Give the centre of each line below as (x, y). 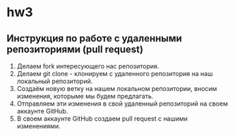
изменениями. (38, 126)
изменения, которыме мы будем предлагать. (85, 96)
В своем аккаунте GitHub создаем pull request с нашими (102, 118)
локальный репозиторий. (55, 81)
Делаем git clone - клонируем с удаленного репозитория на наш (115, 74)
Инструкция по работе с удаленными (95, 38)
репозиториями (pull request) (75, 49)
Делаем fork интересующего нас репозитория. (88, 66)
